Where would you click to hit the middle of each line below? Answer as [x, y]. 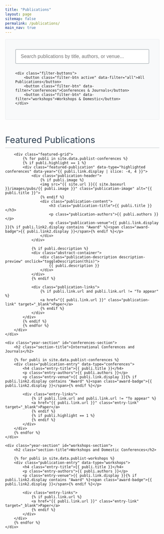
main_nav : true [21, 28]
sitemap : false [21, 19]
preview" [14, 261]
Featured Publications [50, 140]
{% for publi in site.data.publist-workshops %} [64, 458]
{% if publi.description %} [60, 248]
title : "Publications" [28, 10]
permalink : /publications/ [33, 23]
